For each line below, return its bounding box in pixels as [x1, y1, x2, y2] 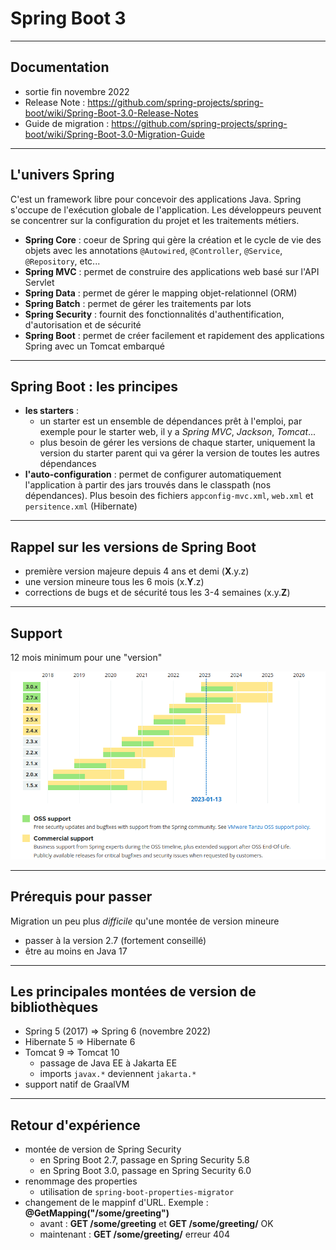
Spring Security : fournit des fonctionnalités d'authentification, [24, 308, 285, 320]
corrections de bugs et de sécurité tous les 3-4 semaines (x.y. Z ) [24, 587, 291, 599]
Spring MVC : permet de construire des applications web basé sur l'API [24, 265, 320, 277]
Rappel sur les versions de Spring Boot [10, 538, 257, 556]
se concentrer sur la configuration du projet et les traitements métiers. [10, 214, 300, 226]
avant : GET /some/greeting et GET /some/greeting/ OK [39, 1218, 274, 1230]
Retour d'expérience [10, 1117, 141, 1134]
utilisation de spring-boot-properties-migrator [39, 1186, 235, 1198]
